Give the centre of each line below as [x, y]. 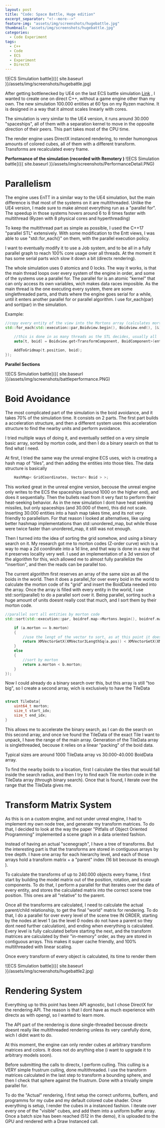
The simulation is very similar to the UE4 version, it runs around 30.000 [77, 119]
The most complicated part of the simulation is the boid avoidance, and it [79, 413]
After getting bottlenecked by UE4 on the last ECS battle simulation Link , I [80, 94]
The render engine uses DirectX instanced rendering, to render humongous [82, 139]
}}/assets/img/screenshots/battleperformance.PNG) [58, 379]
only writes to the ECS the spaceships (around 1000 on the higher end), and [82, 492]
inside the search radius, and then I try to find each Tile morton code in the [81, 774]
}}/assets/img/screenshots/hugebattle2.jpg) [50, 971]
